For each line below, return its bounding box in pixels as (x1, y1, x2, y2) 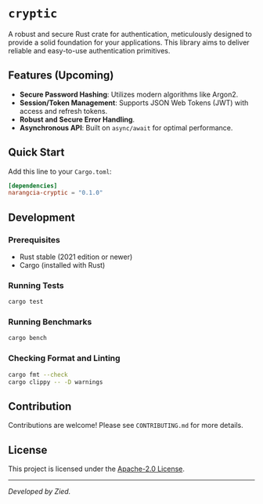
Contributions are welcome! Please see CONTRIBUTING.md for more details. (8, 421, 244, 430)
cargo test (8, 298, 44, 306)
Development (8, 210, 76, 224)
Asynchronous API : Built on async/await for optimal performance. (19, 122, 233, 132)
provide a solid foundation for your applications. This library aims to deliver (8, 38, 250, 47)
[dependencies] (8, 181, 58, 190)
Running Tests (8, 279, 64, 290)
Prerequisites (8, 234, 60, 245)
